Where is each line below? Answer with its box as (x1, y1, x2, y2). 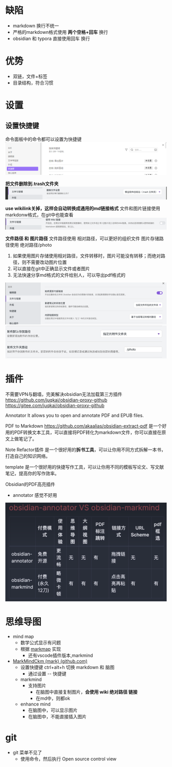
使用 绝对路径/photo (9, 241, 52, 248)
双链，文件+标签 (12, 73, 48, 79)
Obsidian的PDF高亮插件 (5, 481, 55, 487)
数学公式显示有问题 (20, 639, 61, 646)
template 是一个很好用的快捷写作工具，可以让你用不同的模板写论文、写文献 (5, 463, 164, 470)
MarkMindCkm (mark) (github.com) (12, 658, 88, 664)
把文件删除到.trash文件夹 (5, 180, 59, 187)
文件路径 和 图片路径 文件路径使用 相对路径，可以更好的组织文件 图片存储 (5, 235, 160, 241)
